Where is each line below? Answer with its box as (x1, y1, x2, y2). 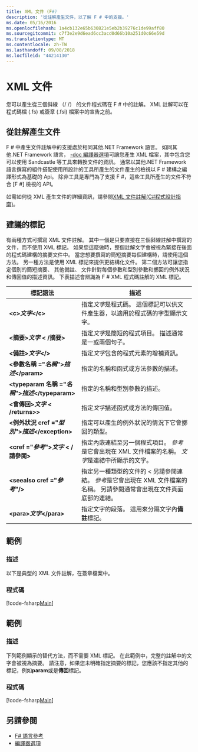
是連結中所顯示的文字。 (87, 456, 153, 465)
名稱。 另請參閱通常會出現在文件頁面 (81, 485, 184, 494)
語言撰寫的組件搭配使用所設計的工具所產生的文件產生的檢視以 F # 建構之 (6, 166, 182, 173)
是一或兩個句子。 (81, 338, 129, 346)
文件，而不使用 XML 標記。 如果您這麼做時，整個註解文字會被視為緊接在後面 (6, 244, 192, 251)
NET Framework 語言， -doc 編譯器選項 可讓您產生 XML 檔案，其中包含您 (12, 151, 190, 158)
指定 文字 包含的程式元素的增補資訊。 (81, 349, 182, 358)
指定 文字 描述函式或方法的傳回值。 (81, 404, 176, 412)
